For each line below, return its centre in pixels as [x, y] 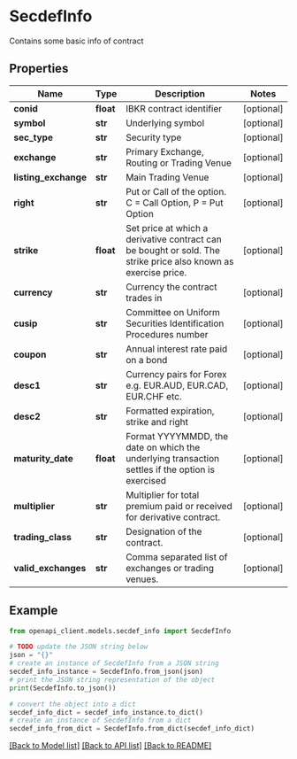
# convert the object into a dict [73, 704]
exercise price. [156, 272]
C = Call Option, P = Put [174, 203]
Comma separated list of [176, 557]
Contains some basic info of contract [76, 41]
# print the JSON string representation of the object [112, 679]
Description [180, 93]
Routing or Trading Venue [179, 163]
